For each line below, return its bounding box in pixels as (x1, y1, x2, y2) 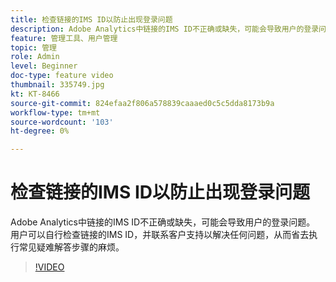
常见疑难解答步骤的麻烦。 (18, 241, 125, 253)
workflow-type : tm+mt (10, 107, 101, 118)
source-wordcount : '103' (10, 117, 114, 127)
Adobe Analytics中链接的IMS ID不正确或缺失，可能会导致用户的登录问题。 (10, 216, 316, 228)
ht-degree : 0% (10, 126, 70, 136)
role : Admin (10, 52, 60, 62)
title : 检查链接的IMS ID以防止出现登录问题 (10, 14, 173, 25)
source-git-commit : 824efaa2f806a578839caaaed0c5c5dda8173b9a (10, 98, 275, 108)
